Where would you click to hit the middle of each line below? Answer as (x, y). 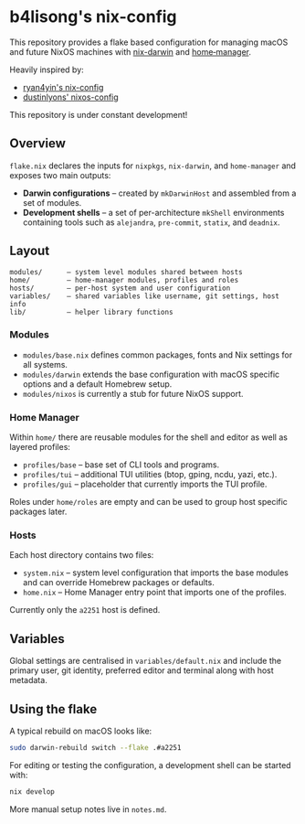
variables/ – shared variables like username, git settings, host (145, 296)
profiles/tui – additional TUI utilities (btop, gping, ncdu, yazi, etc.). (150, 475)
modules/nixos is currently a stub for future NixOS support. (133, 393)
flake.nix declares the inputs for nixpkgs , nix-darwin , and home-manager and (153, 166)
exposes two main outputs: (60, 175)
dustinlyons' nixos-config (70, 97)
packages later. (38, 512)
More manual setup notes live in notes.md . (88, 809)
